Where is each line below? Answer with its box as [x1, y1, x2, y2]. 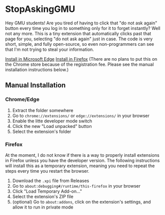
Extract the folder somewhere [12, 107, 74, 113]
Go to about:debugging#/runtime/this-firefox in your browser [12, 183, 141, 189]
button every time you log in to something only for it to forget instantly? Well [5, 25, 161, 31]
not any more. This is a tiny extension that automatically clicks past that [5, 30, 152, 36]
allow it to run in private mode [12, 204, 74, 210]
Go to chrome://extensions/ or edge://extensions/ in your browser [12, 112, 150, 118]
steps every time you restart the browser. [5, 168, 89, 174]
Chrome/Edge [5, 96, 40, 103]
